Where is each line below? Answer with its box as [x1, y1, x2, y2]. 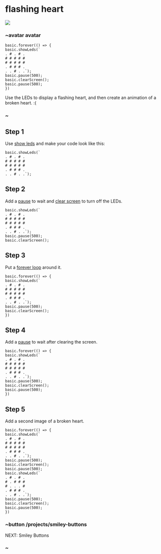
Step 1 [5, 127, 25, 136]
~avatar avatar [5, 32, 41, 38]
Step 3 [5, 251, 26, 260]
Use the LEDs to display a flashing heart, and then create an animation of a [5, 95, 157, 101]
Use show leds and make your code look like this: [5, 140, 106, 146]
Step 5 [5, 405, 26, 414]
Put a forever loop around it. [5, 264, 62, 270]
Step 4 [5, 326, 26, 334]
